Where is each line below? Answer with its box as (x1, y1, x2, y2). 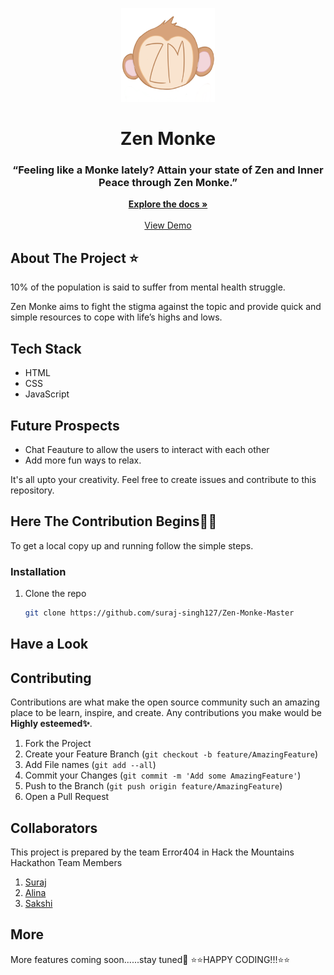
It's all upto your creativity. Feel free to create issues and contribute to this (10, 473, 317, 485)
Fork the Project (24, 738, 92, 750)
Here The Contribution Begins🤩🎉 (10, 513, 218, 530)
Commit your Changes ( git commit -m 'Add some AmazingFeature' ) (24, 769, 302, 782)
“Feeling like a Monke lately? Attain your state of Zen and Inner (12, 163, 324, 177)
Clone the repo (24, 588, 87, 600)
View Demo (144, 219, 192, 232)
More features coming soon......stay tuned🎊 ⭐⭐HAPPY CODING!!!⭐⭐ (10, 953, 291, 965)
